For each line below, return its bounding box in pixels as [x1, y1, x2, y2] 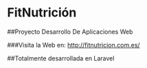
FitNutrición [7, 5, 77, 21]
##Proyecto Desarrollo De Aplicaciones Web [7, 27, 133, 36]
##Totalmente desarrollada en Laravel [7, 54, 115, 63]
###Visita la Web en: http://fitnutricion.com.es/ [7, 41, 140, 49]
